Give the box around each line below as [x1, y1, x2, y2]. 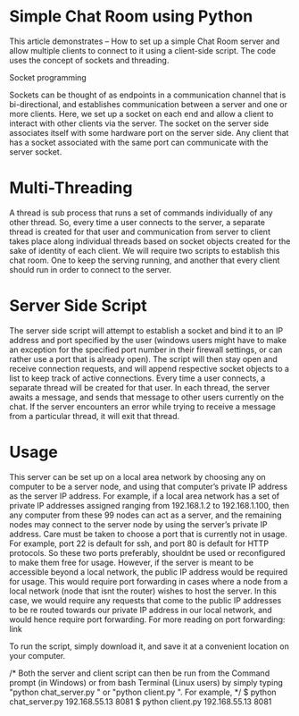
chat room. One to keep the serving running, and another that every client [9, 255, 280, 265]
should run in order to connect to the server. [9, 264, 172, 274]
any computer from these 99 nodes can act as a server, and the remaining [9, 510, 282, 520]
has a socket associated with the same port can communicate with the [9, 137, 269, 147]
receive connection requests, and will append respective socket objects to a [9, 363, 290, 374]
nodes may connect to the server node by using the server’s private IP [9, 518, 268, 529]
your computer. [9, 650, 66, 661]
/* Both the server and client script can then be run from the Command [9, 668, 270, 678]
